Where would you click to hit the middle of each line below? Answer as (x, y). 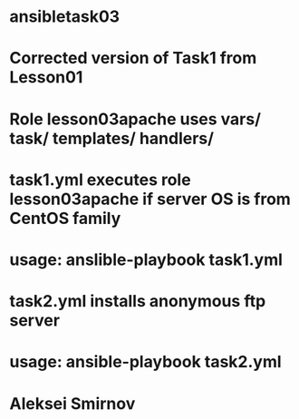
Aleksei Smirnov (72, 403)
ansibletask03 (65, 17)
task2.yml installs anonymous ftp (138, 302)
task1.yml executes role (101, 180)
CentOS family (65, 218)
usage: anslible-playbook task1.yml (146, 259)
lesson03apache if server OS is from (150, 199)
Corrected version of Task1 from (133, 58)
